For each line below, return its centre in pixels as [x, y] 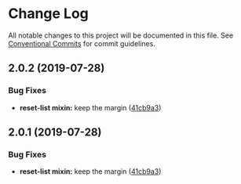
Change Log [48, 14]
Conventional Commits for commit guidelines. [82, 43]
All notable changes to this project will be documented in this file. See [121, 35]
